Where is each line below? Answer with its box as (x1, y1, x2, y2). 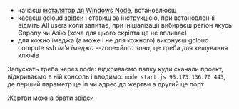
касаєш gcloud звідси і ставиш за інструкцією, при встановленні (17, 13, 215, 22)
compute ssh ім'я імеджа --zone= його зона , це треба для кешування (17, 44, 228, 52)
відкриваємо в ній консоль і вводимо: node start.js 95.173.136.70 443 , (7, 72, 226, 81)
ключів (17, 51, 39, 59)
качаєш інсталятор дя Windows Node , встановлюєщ (17, 6, 177, 14)
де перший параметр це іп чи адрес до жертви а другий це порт (7, 80, 205, 88)
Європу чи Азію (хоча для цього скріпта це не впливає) (17, 28, 188, 37)
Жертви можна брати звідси (7, 93, 94, 102)
